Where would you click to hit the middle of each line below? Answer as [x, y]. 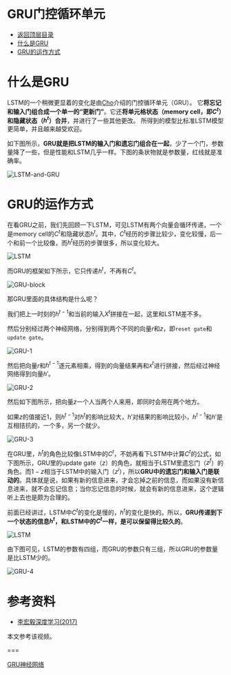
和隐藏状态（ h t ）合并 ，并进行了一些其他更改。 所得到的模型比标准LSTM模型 [115, 120]
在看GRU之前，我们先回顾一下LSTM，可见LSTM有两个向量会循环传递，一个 [114, 225]
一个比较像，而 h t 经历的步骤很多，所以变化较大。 [94, 242]
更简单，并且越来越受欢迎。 [46, 129]
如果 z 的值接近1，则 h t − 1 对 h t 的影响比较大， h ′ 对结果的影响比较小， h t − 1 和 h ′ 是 [115, 416]
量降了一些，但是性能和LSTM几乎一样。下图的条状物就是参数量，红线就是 [112, 152]
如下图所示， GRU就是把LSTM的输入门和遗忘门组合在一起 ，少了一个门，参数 [115, 144]
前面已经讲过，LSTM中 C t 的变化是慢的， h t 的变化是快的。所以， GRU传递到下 [115, 512]
